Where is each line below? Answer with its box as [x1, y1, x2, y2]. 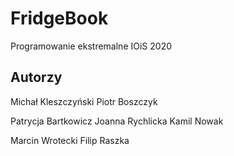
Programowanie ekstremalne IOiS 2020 [10, 40, 172, 52]
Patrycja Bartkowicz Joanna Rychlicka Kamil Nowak [10, 115, 224, 127]
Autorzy [10, 69, 63, 86]
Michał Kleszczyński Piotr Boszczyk [10, 95, 158, 107]
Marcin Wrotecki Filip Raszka [10, 134, 130, 146]
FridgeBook [10, 7, 109, 30]
